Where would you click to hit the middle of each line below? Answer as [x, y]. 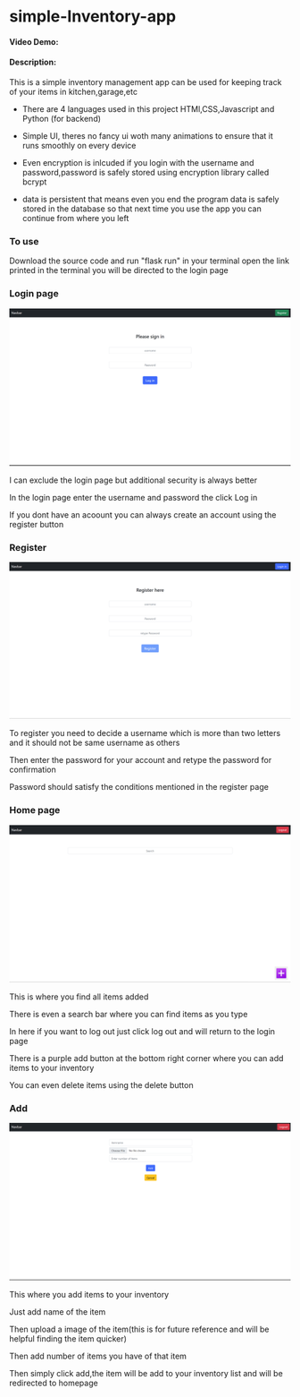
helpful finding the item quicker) [68, 1339]
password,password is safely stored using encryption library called [146, 172]
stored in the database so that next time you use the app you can [142, 209]
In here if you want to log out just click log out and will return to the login [142, 1031]
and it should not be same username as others [95, 743]
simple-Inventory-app [93, 17]
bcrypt [34, 182]
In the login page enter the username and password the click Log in [133, 497]
